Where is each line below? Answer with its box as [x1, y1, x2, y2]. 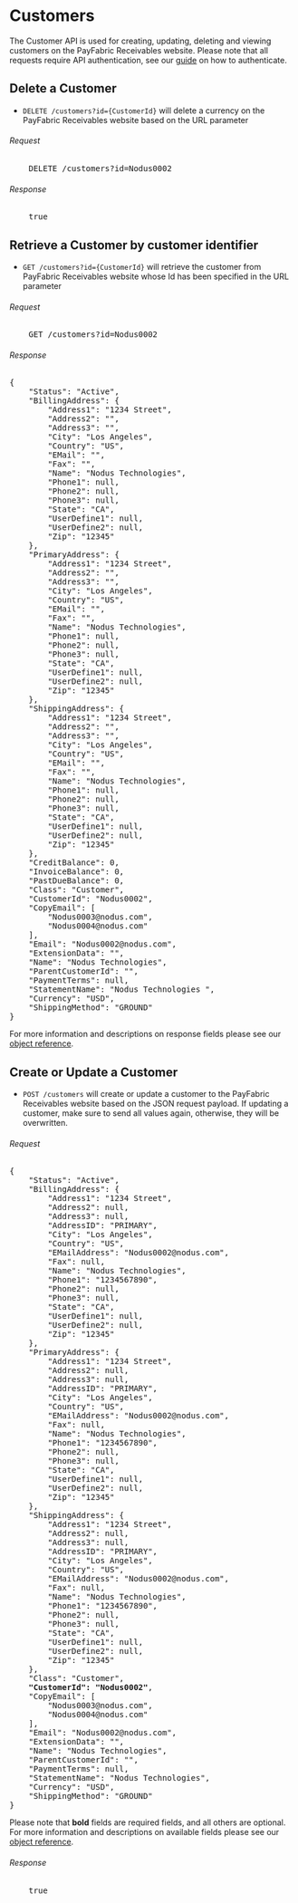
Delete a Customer [9, 81, 117, 96]
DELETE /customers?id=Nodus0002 [28, 163, 172, 173]
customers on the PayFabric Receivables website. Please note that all [9, 44, 269, 55]
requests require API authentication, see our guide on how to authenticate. [9, 54, 287, 65]
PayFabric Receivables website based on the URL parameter [22, 114, 249, 125]
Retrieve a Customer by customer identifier [9, 237, 259, 253]
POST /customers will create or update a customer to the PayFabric [22, 1089, 270, 1100]
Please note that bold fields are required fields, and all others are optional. [9, 1817, 286, 1828]
